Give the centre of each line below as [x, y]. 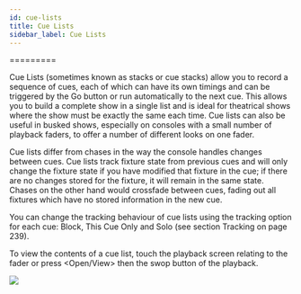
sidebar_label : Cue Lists [58, 34]
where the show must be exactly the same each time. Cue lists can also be [147, 116]
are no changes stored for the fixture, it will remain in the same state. [137, 181]
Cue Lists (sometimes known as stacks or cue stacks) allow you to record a [149, 77]
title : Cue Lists [42, 26]
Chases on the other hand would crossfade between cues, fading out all [143, 191]
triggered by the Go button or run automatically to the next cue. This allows [148, 96]
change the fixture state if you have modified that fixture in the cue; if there [148, 171]
